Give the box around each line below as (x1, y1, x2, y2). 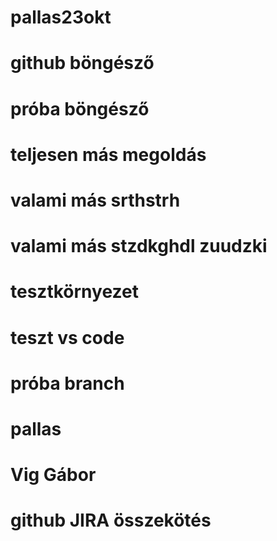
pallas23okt (10, 6, 112, 29)
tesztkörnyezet (10, 281, 139, 303)
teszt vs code (10, 326, 125, 349)
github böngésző (10, 52, 155, 75)
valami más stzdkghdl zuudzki (10, 235, 268, 258)
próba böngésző (10, 97, 150, 120)
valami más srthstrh (10, 189, 181, 211)
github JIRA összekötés (10, 509, 212, 532)
